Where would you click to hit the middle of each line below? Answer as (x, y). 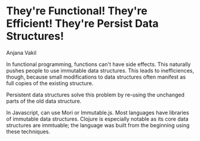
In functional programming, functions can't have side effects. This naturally (99, 64)
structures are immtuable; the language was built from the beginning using (98, 125)
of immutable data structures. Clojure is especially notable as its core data (97, 119)
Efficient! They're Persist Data (83, 23)
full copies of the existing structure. (50, 83)
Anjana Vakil (21, 52)
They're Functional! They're (77, 11)
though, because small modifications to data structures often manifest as (96, 77)
